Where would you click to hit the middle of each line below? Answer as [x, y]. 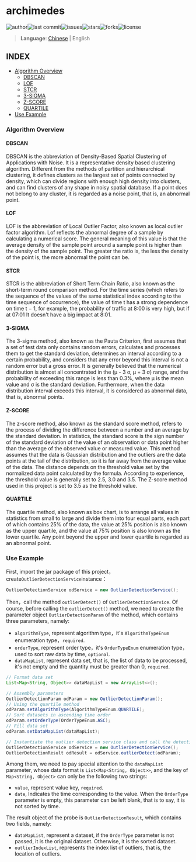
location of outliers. [38, 854]
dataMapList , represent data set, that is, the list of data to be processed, [101, 661]
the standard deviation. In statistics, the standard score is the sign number [95, 436]
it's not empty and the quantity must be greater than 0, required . [92, 667]
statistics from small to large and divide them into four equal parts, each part [98, 518]
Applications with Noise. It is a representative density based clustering [91, 163]
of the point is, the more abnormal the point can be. [68, 257]
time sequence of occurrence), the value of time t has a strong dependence [97, 302]
